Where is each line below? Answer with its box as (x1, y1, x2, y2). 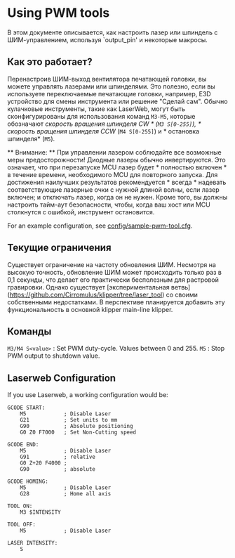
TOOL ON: (7, 502, 33, 510)
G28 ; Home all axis (20, 491, 112, 498)
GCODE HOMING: (7, 478, 49, 486)
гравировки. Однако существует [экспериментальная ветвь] (7, 283, 191, 291)
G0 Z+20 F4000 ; (20, 460, 68, 467)
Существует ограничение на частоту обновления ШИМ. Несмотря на (7, 260, 216, 268)
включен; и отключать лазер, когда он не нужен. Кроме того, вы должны (7, 193, 228, 201)
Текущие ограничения (7, 242, 112, 254)
